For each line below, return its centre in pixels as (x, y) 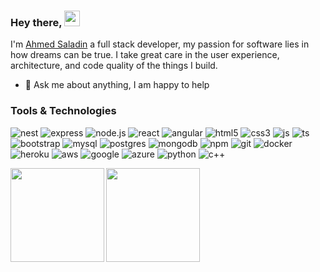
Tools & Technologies (63, 111)
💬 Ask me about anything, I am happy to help (117, 85)
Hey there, (36, 22)
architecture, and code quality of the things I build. (114, 66)
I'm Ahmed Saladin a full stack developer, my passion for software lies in (160, 44)
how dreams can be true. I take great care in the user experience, (145, 55)
